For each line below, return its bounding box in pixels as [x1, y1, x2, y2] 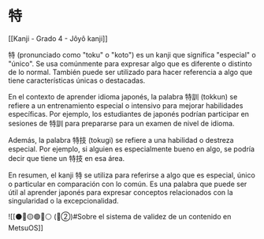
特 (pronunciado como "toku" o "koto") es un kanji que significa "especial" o [8, 50, 256, 59]
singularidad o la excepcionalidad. [8, 196, 120, 205]
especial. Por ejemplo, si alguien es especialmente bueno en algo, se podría [8, 144, 255, 154]
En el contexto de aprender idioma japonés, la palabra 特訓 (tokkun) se [8, 91, 238, 101]
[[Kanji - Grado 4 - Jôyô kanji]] [8, 33, 108, 43]
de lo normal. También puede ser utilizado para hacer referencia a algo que [8, 67, 253, 77]
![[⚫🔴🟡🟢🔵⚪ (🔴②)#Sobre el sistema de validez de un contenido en [8, 211, 232, 221]
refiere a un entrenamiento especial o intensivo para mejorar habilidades [8, 100, 244, 110]
